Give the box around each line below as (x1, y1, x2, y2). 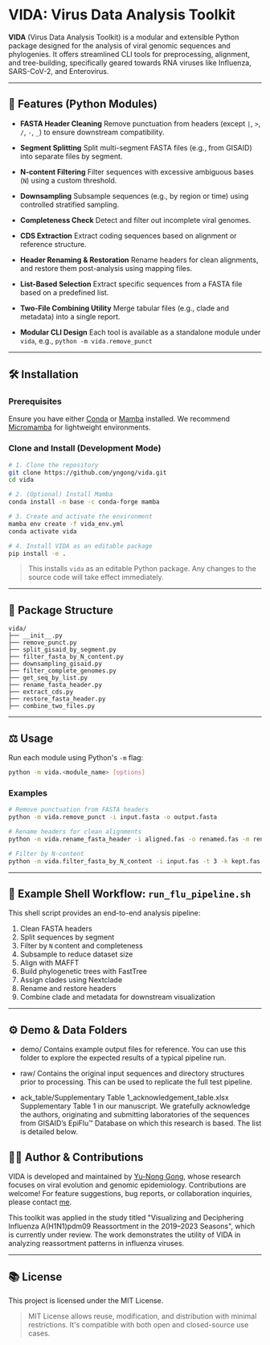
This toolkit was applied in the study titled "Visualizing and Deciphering (8, 1212, 243, 1222)
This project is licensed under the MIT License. (8, 1295, 164, 1305)
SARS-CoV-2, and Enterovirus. (8, 66, 109, 76)
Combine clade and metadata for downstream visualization (19, 992, 215, 1002)
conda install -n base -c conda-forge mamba (8, 498, 160, 506)
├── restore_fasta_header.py (8, 695, 106, 703)
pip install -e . (8, 549, 67, 557)
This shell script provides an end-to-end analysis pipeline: (8, 908, 201, 918)
